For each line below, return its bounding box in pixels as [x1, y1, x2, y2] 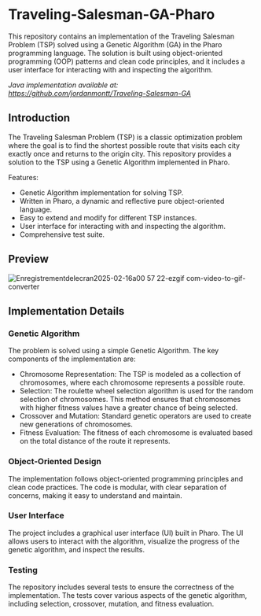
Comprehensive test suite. [19, 230, 105, 239]
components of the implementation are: [8, 354, 136, 363]
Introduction [8, 112, 71, 125]
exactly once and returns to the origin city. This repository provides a [8, 149, 232, 158]
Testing [8, 564, 38, 575]
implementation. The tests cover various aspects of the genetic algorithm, [8, 591, 248, 600]
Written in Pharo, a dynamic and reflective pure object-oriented [19, 196, 225, 205]
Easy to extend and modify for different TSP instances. [19, 212, 197, 222]
